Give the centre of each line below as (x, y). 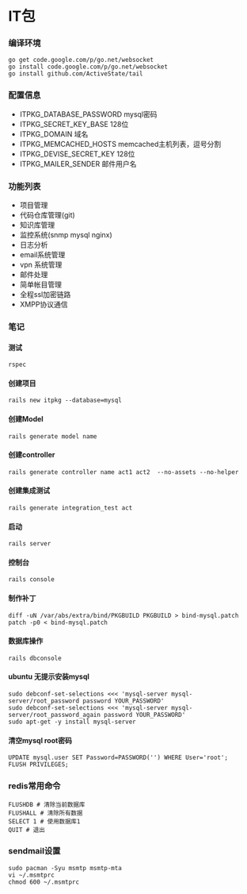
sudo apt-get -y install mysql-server (72, 722)
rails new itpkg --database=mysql (65, 401)
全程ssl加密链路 (45, 295)
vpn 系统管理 (41, 265)
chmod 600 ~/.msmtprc (44, 882)
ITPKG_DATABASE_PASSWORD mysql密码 (88, 114)
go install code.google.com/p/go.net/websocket (88, 67)
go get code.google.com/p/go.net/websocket (81, 60)
